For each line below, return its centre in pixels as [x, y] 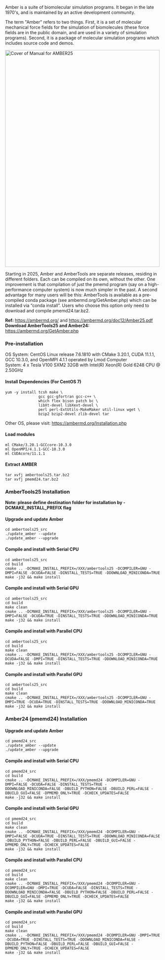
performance [19, 290]
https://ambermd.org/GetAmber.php [42, 331]
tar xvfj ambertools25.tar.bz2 [37, 475]
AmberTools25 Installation [38, 492]
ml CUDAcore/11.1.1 [25, 453]
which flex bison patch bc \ [68, 401]
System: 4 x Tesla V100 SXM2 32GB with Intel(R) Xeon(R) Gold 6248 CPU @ [83, 365]
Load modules [20, 434]
